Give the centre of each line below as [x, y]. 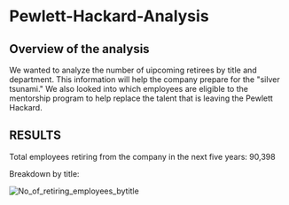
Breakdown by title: [44, 173]
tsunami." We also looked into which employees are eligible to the [129, 89]
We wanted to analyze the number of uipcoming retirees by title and [133, 70]
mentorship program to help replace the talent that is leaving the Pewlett [141, 98]
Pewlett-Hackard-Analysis [109, 16]
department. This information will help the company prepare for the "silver [145, 80]
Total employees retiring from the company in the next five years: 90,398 [143, 156]
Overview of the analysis [79, 49]
